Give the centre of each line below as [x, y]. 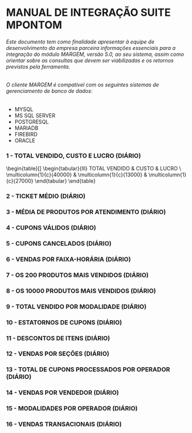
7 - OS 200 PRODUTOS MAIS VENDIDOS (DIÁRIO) [78, 275]
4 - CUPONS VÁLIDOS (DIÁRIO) [51, 228]
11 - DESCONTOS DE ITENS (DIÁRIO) [58, 338]
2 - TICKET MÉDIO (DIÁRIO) [46, 196]
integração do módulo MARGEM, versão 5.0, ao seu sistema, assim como [95, 54]
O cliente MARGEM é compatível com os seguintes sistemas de [83, 85]
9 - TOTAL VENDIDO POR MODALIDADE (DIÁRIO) [76, 307]
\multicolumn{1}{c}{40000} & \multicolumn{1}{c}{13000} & [77, 175]
